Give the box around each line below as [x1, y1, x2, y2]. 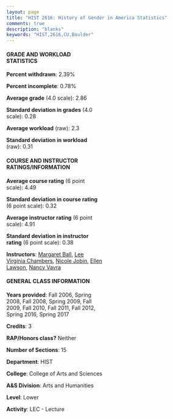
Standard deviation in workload [6, 136, 88, 144]
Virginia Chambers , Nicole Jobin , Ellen [6, 257, 102, 264]
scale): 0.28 [6, 113, 37, 120]
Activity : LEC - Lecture [6, 405, 65, 413]
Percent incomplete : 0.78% [6, 83, 77, 90]
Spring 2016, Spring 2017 [6, 310, 69, 318]
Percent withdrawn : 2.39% [6, 71, 76, 78]
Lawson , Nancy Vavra [6, 264, 62, 271]
